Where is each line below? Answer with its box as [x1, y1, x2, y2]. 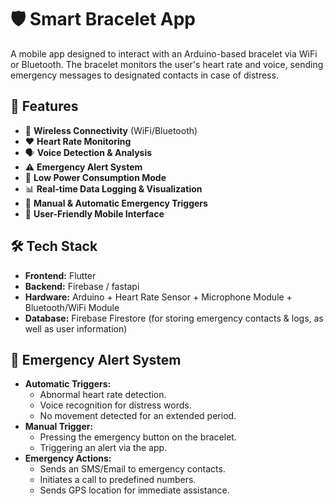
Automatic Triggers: [24, 378, 112, 390]
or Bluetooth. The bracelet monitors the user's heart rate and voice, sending [10, 58, 324, 70]
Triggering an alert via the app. [39, 442, 168, 454]
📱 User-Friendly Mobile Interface [24, 207, 165, 220]
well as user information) [24, 322, 128, 335]
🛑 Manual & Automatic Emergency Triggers [24, 197, 208, 209]
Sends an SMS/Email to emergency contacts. [39, 463, 226, 475]
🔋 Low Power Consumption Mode [24, 171, 167, 183]
